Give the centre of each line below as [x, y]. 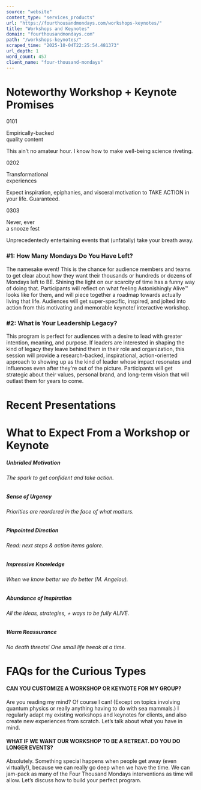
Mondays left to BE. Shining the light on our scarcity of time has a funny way [100, 282]
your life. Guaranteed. [33, 199]
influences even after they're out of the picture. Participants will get [89, 369]
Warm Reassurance [31, 632]
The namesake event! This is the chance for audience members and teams [98, 269]
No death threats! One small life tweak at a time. [66, 647]
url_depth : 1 [22, 51]
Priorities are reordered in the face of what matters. [70, 512]
